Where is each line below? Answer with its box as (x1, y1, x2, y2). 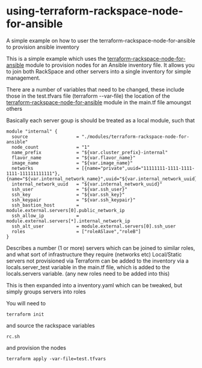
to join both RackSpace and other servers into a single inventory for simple (6, 67, 191, 75)
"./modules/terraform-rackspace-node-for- (81, 134, 189, 140)
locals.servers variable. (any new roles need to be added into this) (6, 270, 170, 277)
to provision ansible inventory (6, 43, 79, 51)
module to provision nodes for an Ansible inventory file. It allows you (25, 61, 195, 69)
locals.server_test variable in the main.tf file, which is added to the (6, 263, 170, 270)
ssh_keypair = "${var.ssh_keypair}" (11, 197, 136, 203)
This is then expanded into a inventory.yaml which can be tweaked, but (6, 281, 183, 288)
